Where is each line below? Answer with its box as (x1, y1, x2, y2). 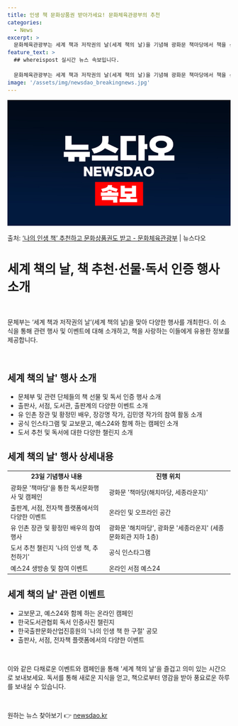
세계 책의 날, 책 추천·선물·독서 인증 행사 (7, 262, 220, 277)
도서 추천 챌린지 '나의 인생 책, (10, 544, 91, 552)
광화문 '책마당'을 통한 (10, 484, 69, 492)
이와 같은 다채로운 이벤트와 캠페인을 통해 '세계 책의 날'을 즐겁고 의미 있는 (7, 664, 208, 673)
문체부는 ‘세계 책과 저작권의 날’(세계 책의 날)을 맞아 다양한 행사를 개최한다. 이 (7, 317, 220, 326)
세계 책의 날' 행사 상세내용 (7, 451, 114, 463)
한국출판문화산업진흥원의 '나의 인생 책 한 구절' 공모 (17, 626, 158, 635)
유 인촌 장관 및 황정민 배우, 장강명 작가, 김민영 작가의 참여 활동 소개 (17, 410, 203, 419)
